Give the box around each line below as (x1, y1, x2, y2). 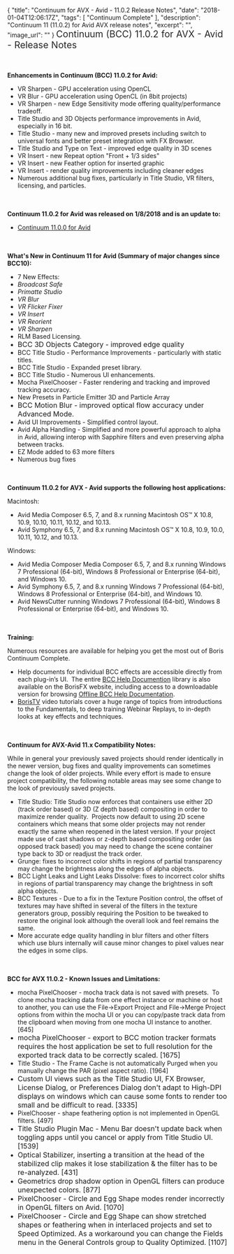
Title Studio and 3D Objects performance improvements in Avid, (17, 115, 201, 122)
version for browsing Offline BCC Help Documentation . (17, 690, 175, 698)
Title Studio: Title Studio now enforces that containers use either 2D (17, 798, 213, 805)
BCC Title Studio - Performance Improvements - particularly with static (17, 348, 222, 356)
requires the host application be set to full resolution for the (17, 1042, 213, 1051)
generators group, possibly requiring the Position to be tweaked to (17, 909, 209, 917)
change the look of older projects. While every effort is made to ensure (7, 769, 211, 777)
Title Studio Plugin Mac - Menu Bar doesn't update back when (17, 1124, 222, 1133)
